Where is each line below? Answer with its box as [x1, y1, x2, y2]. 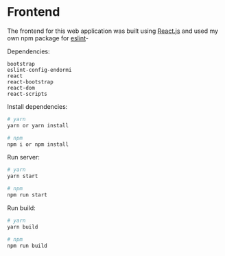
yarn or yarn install [7, 122, 69, 129]
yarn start [7, 172, 38, 180]
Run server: [7, 153, 40, 162]
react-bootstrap [7, 78, 54, 86]
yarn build [7, 223, 38, 230]
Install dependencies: [7, 102, 68, 110]
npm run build [7, 242, 48, 249]
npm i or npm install [7, 141, 69, 148]
